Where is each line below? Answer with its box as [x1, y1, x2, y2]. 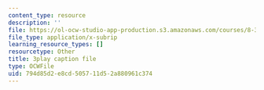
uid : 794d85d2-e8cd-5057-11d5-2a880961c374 [8, 70, 153, 77]
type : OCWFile [8, 63, 55, 70]
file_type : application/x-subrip [8, 33, 118, 41]
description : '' [8, 19, 61, 27]
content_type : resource [8, 11, 86, 20]
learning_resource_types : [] [8, 41, 104, 49]
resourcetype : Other [8, 48, 76, 56]
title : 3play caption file [8, 56, 97, 63]
